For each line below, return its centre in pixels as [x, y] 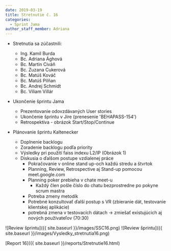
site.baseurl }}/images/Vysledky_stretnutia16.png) [57, 234]
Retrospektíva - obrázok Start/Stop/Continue [67, 122]
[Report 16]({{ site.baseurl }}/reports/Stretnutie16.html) [63, 243]
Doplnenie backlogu [41, 142]
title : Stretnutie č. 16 [32, 15]
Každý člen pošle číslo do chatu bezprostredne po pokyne [97, 186]
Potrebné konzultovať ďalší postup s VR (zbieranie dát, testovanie [97, 202]
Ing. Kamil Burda [38, 54]
